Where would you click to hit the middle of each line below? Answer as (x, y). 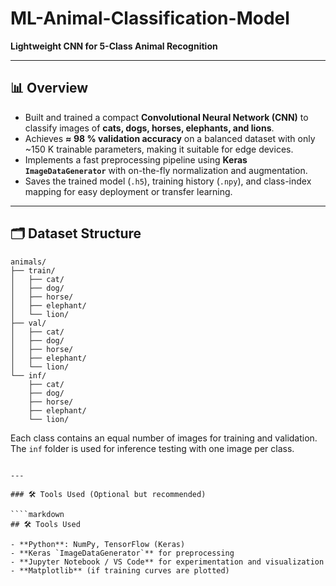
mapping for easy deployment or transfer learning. (128, 191)
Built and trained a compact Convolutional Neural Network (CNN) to (166, 117)
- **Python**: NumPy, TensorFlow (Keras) (98, 544)
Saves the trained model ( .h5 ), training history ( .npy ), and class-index (168, 181)
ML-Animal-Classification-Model (150, 18)
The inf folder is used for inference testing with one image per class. (152, 448)
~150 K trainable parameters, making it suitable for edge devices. (159, 149)
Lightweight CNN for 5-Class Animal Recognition (114, 46)
